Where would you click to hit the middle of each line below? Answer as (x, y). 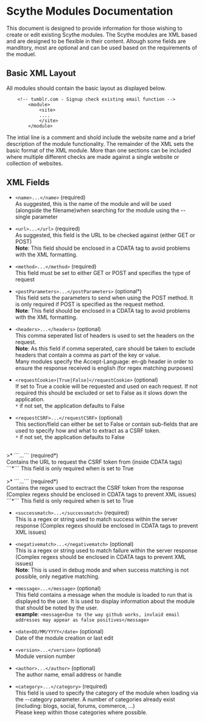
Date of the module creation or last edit (64, 638)
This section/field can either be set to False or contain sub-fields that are (107, 424)
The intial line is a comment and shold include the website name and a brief (101, 137)
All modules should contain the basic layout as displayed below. (86, 88)
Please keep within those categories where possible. (81, 712)
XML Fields (28, 182)
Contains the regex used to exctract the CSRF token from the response (95, 487)
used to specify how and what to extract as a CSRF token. (88, 430)
